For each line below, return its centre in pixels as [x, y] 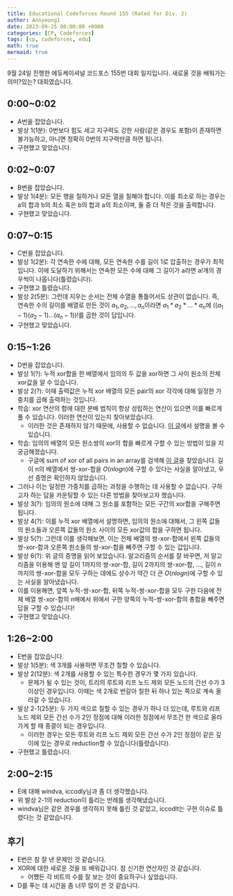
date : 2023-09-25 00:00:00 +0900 [55, 26]
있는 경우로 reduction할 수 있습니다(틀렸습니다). [106, 743]
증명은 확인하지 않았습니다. [71, 477]
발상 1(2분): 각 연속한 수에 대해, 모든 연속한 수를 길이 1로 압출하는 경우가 [114, 262]
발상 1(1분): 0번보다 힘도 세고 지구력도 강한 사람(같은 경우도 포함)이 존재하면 [119, 130]
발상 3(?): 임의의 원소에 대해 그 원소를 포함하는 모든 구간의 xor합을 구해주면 [119, 503]
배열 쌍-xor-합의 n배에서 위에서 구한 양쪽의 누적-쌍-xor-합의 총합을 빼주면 [125, 599]
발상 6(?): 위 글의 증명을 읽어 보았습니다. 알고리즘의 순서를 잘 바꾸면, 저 [113, 555]
